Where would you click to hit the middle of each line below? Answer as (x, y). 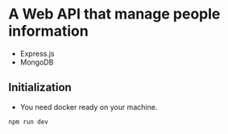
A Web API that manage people (114, 14)
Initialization (40, 88)
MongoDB (37, 62)
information (48, 31)
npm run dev (28, 122)
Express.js (37, 53)
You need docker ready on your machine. (89, 107)
